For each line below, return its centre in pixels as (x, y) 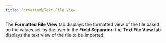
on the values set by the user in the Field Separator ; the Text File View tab (83, 30)
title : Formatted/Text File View (40, 10)
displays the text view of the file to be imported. (55, 35)
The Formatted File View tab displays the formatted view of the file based (82, 24)
